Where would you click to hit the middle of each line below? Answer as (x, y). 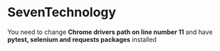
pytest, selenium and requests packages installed (82, 39)
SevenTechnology (62, 12)
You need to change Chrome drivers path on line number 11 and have (110, 32)
